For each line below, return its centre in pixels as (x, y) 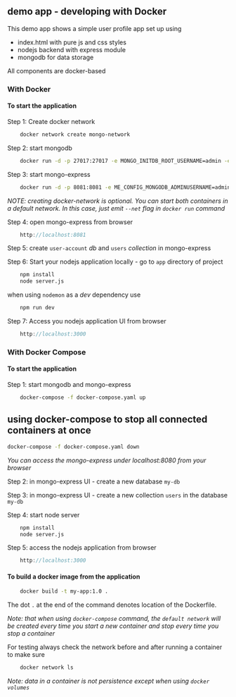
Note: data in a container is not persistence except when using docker (109, 681)
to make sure (26, 655)
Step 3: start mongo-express (49, 174)
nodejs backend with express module (72, 49)
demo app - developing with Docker (87, 12)
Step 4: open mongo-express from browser (70, 222)
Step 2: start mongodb (40, 148)
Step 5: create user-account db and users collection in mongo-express (109, 248)
